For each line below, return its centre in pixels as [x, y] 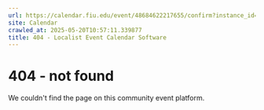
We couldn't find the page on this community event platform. [106, 98]
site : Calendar [33, 23]
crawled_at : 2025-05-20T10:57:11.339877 [75, 30]
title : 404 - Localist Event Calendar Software [88, 37]
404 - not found [61, 76]
